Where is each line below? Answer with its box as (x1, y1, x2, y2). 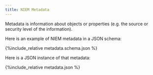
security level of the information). (5, 26, 73, 32)
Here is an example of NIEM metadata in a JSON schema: (5, 36, 122, 41)
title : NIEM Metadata (5, 7, 50, 12)
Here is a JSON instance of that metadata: (5, 55, 91, 61)
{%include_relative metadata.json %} (5, 64, 80, 70)
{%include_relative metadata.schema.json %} (5, 45, 97, 51)
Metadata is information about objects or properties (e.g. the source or (5, 21, 149, 27)
